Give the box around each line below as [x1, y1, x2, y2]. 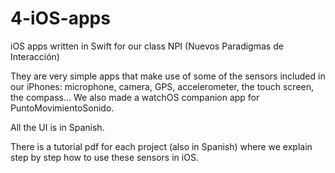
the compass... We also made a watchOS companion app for [10, 91, 260, 103]
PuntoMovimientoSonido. [10, 102, 115, 114]
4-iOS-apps [10, 7, 111, 30]
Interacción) [10, 50, 60, 62]
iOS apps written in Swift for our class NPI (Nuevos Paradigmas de [10, 40, 284, 52]
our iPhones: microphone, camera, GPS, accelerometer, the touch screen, [10, 80, 315, 92]
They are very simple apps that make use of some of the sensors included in [10, 70, 326, 82]
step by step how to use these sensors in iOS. [10, 151, 199, 163]
